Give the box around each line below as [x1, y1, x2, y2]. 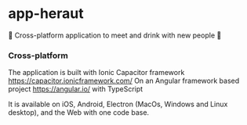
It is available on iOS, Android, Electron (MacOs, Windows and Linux [8, 99, 228, 109]
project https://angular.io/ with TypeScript [8, 84, 143, 94]
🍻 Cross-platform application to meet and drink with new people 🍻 [8, 30, 222, 40]
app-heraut [8, 5, 84, 23]
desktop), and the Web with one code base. [8, 108, 150, 117]
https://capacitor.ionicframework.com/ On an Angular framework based [8, 76, 240, 86]
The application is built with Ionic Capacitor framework [8, 68, 185, 77]
